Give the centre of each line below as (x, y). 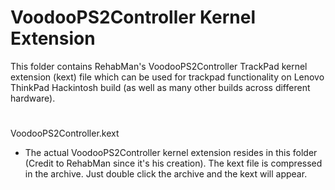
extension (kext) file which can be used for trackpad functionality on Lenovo (167, 77)
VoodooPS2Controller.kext (65, 133)
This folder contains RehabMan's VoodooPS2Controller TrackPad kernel (159, 66)
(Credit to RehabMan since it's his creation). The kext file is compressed (173, 163)
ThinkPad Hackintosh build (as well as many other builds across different (160, 87)
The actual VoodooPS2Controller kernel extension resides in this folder (171, 153)
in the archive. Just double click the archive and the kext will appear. (166, 174)
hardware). (33, 98)
